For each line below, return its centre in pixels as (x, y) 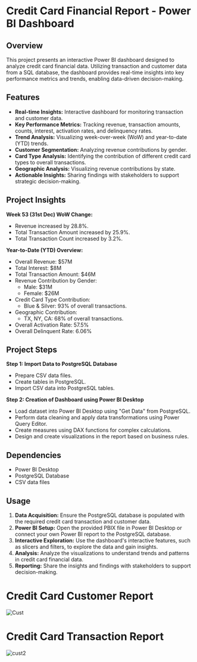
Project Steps (32, 350)
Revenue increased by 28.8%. (51, 226)
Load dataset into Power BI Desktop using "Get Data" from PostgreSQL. (102, 411)
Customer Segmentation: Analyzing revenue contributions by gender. (101, 149)
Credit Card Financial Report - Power (99, 11)
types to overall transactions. (50, 162)
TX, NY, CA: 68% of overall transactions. (74, 318)
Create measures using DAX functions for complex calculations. (93, 430)
